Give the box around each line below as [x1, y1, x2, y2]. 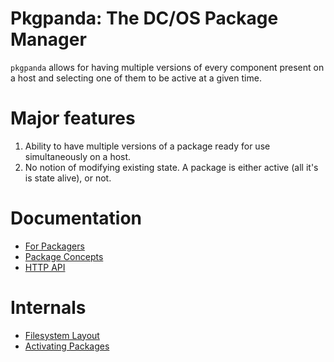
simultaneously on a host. [24, 150, 132, 162]
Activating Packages [24, 340, 110, 352]
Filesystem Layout [24, 329, 100, 341]
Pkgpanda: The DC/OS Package [10, 7, 279, 30]
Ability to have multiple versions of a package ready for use [24, 140, 271, 152]
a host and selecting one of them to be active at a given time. [10, 72, 262, 84]
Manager [10, 28, 87, 51]
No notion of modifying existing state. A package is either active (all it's [24, 161, 319, 173]
